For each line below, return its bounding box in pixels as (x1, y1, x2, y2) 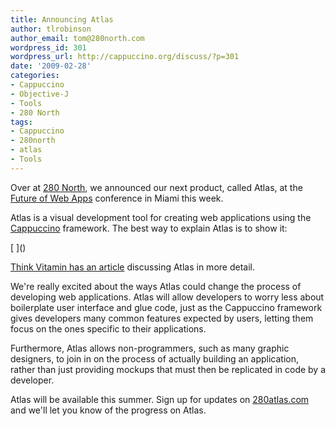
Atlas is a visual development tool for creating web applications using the (10, 211, 312, 223)
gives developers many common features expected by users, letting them (10, 312, 314, 324)
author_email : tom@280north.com (10, 33, 145, 43)
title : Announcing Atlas (10, 14, 114, 25)
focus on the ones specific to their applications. (10, 322, 207, 335)
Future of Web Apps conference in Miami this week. (10, 192, 224, 204)
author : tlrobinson (10, 24, 92, 34)
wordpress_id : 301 (10, 42, 87, 53)
